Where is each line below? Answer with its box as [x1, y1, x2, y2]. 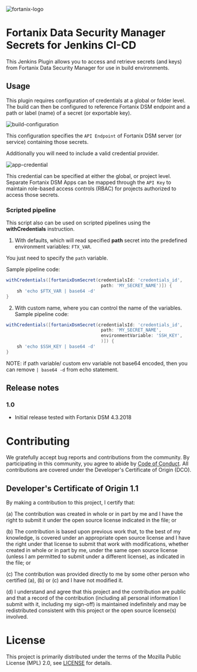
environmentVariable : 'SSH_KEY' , [101, 332, 183, 339]
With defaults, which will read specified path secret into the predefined [14, 237, 188, 244]
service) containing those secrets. [6, 138, 89, 145]
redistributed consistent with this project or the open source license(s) [6, 607, 176, 614]
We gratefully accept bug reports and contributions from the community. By [6, 454, 190, 461]
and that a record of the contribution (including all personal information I [6, 594, 181, 602]
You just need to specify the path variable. [6, 254, 109, 261]
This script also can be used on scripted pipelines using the [6, 219, 151, 226]
